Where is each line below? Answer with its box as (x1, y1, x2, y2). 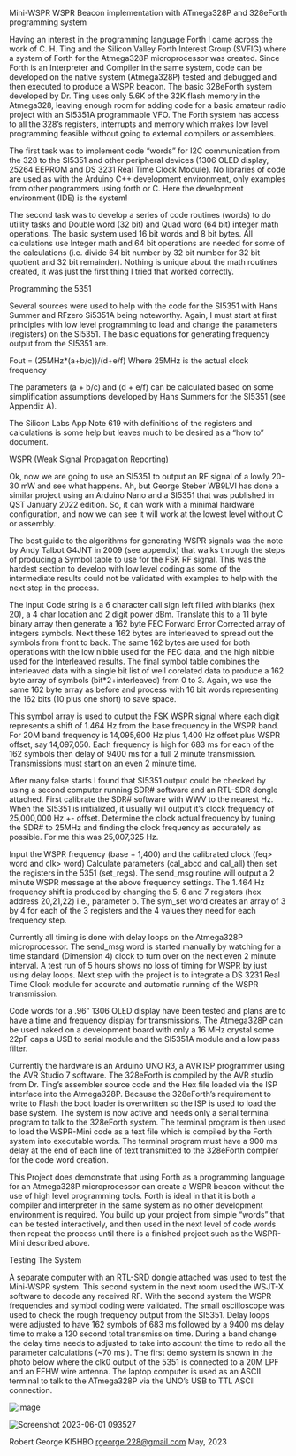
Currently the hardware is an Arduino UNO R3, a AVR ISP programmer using (9, 1061, 285, 1071)
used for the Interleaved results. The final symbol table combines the (9, 656, 260, 666)
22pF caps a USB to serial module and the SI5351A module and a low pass (9, 1034, 280, 1044)
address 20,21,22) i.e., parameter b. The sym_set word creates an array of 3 (9, 896, 286, 907)
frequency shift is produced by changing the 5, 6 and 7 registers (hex (9, 886, 262, 897)
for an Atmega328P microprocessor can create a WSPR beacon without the (9, 1181, 285, 1191)
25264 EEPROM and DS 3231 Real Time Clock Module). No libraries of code (9, 164, 285, 175)
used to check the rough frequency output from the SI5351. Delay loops (9, 1310, 270, 1320)
